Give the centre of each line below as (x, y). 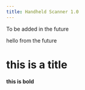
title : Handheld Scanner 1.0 (42, 12)
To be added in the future (37, 29)
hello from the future (31, 40)
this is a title (37, 64)
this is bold (20, 81)
